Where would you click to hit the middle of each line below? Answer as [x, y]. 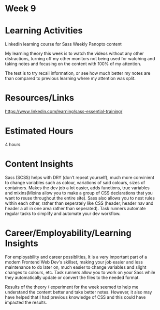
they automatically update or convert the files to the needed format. [73, 277]
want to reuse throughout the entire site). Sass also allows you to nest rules [80, 198]
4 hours [13, 144]
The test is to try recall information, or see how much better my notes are [78, 73]
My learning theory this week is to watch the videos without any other [74, 53]
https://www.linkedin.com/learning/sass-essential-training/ [64, 112]
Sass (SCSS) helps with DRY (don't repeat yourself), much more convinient [80, 177]
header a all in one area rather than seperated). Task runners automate [75, 208]
